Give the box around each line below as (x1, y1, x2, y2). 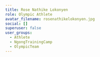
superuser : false (5, 26, 41, 31)
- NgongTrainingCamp (9, 40, 52, 45)
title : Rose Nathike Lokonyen (5, 7, 68, 12)
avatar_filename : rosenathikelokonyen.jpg (5, 16, 95, 21)
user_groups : (5, 30, 32, 35)
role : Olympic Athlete (5, 12, 52, 17)
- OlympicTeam (9, 44, 39, 49)
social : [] (5, 21, 28, 26)
